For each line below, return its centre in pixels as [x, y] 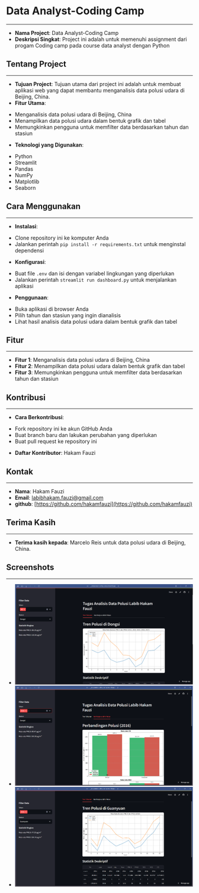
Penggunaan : [31, 297]
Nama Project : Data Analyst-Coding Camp [67, 33]
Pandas [24, 169]
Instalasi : [26, 226]
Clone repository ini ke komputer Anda [62, 238]
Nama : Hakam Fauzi [39, 491]
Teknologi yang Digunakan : [49, 145]
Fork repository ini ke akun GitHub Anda [63, 429]
